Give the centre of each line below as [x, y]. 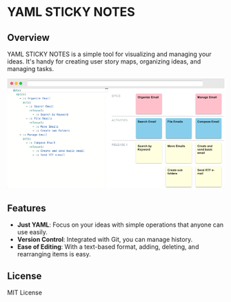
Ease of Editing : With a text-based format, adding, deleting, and [108, 247]
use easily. [32, 232]
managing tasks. [31, 69]
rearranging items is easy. [54, 254]
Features [27, 208]
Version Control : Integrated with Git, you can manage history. [105, 240]
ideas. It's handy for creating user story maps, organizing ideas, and [104, 62]
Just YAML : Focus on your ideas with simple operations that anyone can [120, 225]
